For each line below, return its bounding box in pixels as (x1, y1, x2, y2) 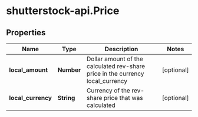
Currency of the (86, 86, 131, 95)
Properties (6, 28, 46, 38)
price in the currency (86, 69, 144, 78)
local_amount (9, 66, 48, 74)
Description (104, 45, 138, 53)
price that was (103, 94, 143, 102)
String (57, 94, 75, 102)
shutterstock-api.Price (6, 4, 120, 18)
